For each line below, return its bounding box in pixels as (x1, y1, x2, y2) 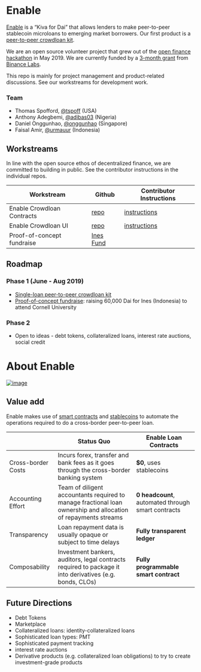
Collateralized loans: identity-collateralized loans (14, 626, 135, 634)
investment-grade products (14, 658, 83, 666)
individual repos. (6, 172, 47, 180)
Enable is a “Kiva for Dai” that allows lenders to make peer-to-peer (6, 23, 170, 31)
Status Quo (77, 437, 111, 445)
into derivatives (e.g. (57, 570, 115, 578)
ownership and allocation (57, 505, 129, 514)
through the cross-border (57, 466, 130, 474)
